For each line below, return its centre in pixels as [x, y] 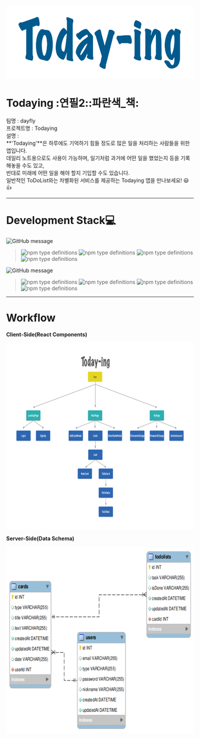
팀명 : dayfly [21, 120]
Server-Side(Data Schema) [40, 538]
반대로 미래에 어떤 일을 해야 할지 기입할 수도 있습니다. [68, 173]
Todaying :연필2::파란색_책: [73, 103]
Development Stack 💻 [61, 221]
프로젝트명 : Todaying [32, 128]
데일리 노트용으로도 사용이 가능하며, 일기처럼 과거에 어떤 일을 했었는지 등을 [93, 158]
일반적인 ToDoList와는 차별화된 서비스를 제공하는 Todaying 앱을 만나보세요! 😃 [98, 180]
